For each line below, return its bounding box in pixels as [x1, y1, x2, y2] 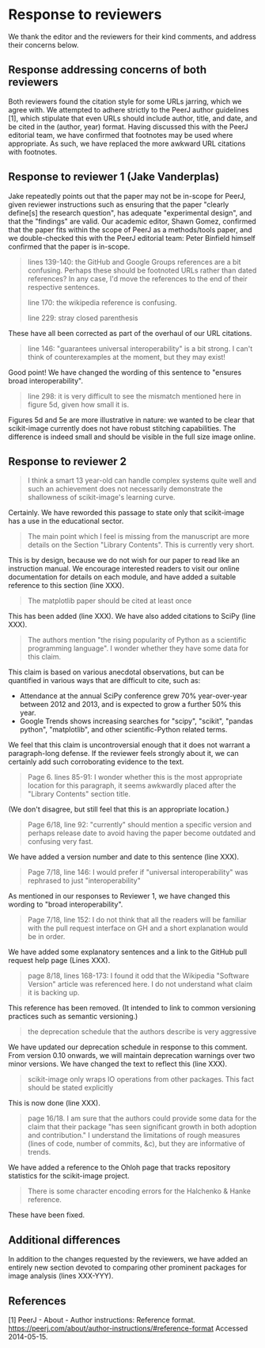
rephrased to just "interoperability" [27, 876, 141, 885]
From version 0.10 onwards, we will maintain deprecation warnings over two [8, 1051, 256, 1060]
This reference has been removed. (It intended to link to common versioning [8, 1003, 256, 1013]
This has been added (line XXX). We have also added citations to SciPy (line [8, 612, 256, 621]
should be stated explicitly [27, 1083, 113, 1093]
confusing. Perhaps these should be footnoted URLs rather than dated [27, 265, 257, 275]
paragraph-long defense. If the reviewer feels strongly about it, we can [8, 749, 239, 758]
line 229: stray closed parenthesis [27, 313, 138, 323]
